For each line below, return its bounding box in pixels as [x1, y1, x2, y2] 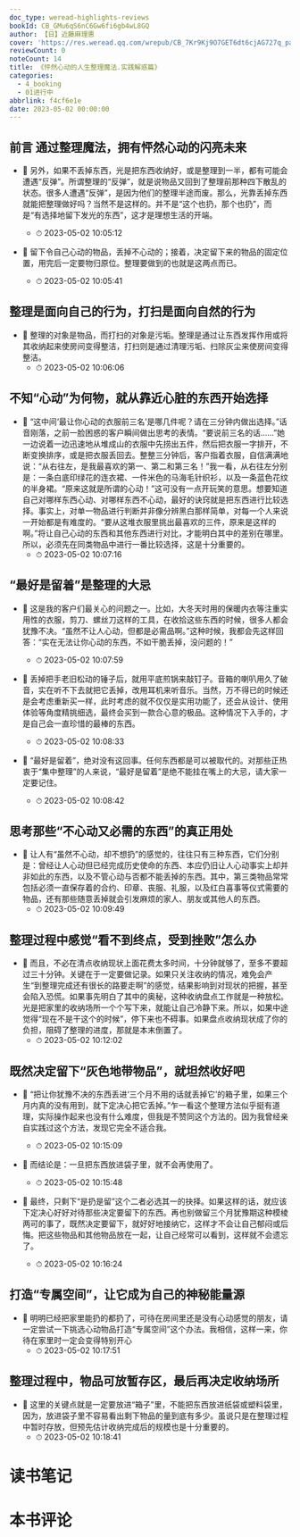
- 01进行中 [17, 88, 54, 96]
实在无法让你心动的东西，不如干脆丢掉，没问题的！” [41, 636, 234, 647]
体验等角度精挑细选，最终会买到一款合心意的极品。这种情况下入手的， [21, 706, 281, 717]
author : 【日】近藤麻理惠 [9, 29, 96, 38]
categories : [9, 71, 54, 80]
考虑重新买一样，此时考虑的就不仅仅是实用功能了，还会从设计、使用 [37, 696, 288, 706]
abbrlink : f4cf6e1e [9, 96, 82, 105]
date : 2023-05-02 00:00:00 [9, 104, 110, 113]
